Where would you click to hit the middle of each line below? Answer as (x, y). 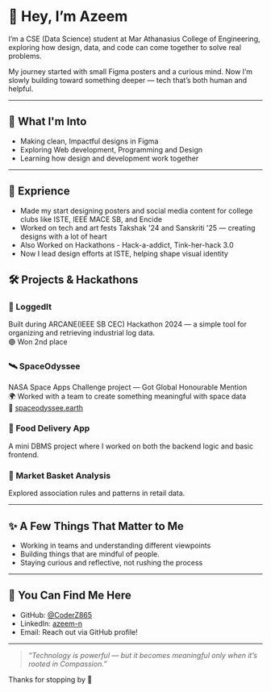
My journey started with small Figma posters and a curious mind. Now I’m (130, 71)
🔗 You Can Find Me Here (70, 596)
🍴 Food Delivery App (49, 428)
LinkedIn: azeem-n (51, 623)
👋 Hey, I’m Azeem (68, 17)
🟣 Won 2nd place (38, 342)
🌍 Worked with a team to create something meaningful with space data (127, 396)
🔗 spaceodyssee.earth (46, 407)
